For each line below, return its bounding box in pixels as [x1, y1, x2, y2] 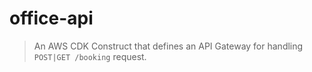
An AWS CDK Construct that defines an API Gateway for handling [33, 40, 304, 52]
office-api [9, 7, 94, 30]
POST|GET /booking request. [33, 50, 147, 62]
